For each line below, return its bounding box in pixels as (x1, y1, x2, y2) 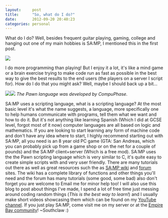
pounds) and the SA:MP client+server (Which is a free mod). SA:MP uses (5, 149, 156, 155)
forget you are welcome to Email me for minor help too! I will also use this (5, 181, 156, 187)
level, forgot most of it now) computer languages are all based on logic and (5, 122, 160, 128)
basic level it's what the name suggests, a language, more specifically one (5, 106, 159, 112)
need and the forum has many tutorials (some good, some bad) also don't (5, 175, 157, 181)
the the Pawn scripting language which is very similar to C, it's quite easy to (5, 154, 162, 160)
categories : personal (5, 21, 51, 27)
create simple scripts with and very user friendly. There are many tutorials (5, 159, 158, 165)
